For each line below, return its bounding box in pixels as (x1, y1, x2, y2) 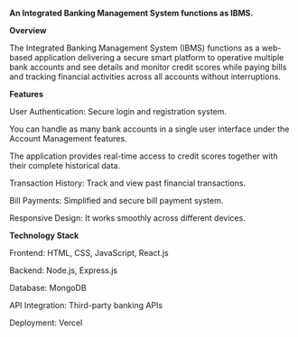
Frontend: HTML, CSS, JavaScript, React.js (9, 248, 169, 258)
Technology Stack (9, 230, 79, 241)
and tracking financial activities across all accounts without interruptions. (9, 71, 282, 82)
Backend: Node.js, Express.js (9, 265, 118, 276)
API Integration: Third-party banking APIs (9, 300, 163, 310)
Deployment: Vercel (9, 317, 83, 328)
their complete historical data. (9, 160, 120, 170)
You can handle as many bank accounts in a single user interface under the (9, 123, 290, 134)
